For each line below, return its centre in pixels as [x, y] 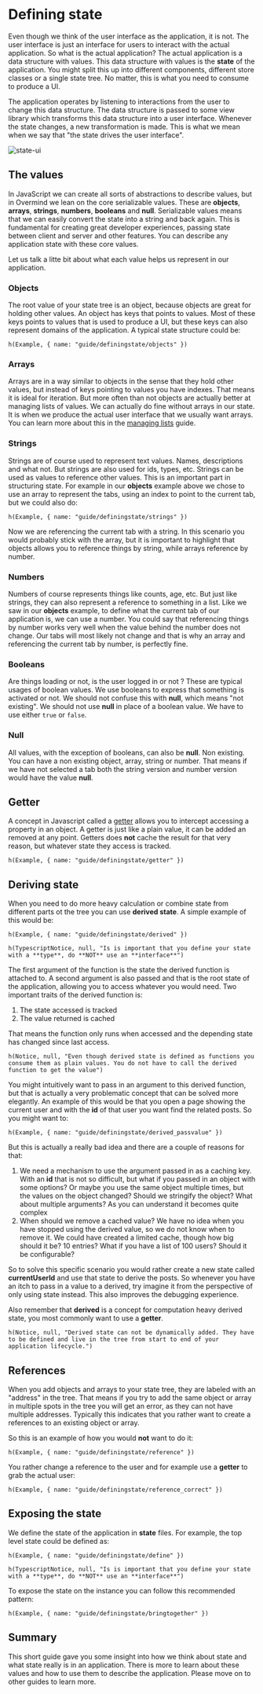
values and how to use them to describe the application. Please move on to [130, 1673]
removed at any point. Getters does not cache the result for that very [120, 838]
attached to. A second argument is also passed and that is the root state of [129, 978]
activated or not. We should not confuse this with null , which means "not [126, 698]
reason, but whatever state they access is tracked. [89, 846]
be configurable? [47, 1255]
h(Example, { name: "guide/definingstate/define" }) [96, 1555]
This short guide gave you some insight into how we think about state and [128, 1656]
